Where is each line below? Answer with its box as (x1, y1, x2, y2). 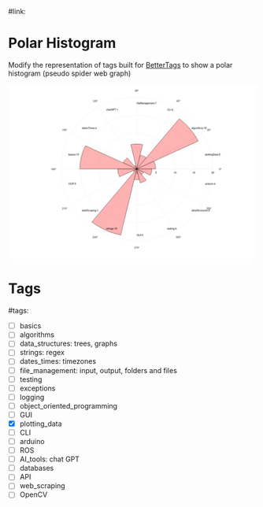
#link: (8, 7, 26, 16)
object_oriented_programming (19, 401, 118, 410)
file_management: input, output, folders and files (19, 365, 177, 375)
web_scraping (19, 481, 65, 490)
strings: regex (19, 348, 65, 357)
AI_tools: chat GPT (19, 454, 80, 464)
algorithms (19, 330, 55, 339)
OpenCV (19, 490, 48, 499)
